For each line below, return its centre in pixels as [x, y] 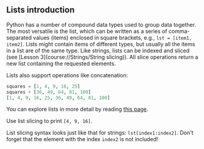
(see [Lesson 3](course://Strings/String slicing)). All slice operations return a [102, 57]
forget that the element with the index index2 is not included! [82, 139]
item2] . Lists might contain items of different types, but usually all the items [101, 44]
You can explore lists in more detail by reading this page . [77, 109]
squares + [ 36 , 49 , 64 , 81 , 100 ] [49, 92]
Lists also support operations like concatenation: [67, 75]
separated [19, 37]
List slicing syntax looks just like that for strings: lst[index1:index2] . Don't [100, 133]
